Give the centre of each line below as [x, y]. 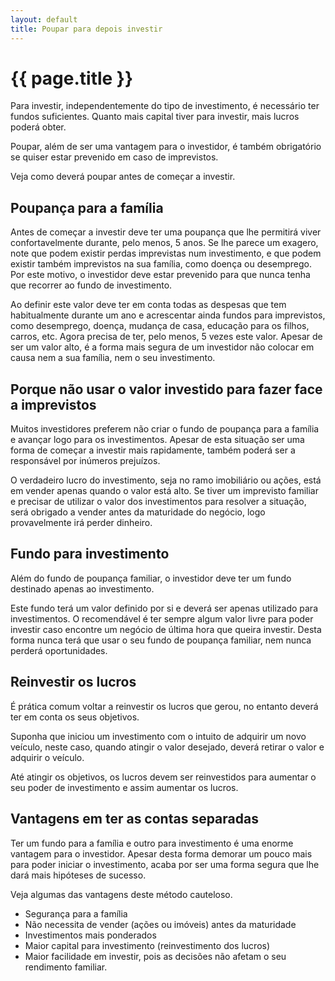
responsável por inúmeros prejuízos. [85, 461]
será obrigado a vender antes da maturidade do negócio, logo [138, 512]
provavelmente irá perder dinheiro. [81, 523]
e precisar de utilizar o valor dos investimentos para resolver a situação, [158, 502]
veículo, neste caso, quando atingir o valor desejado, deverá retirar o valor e [167, 747]
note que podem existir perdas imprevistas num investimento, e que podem [166, 253]
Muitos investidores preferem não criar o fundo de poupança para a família [165, 429]
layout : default [44, 19]
